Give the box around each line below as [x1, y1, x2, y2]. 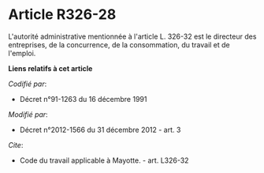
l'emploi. [8, 48, 36, 58]
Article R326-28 [8, 6, 117, 24]
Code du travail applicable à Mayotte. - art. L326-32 [19, 156, 189, 165]
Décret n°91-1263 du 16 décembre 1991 [19, 94, 147, 103]
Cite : [8, 140, 24, 149]
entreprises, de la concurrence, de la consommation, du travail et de [8, 39, 230, 49]
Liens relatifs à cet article [8, 63, 93, 73]
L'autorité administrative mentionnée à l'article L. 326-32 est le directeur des [8, 32, 257, 41]
